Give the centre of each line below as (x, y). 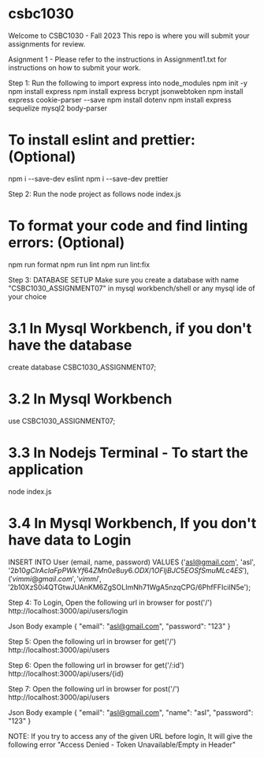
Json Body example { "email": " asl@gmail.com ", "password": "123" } (119, 626)
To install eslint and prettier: (102, 140)
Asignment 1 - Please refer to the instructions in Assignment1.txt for (117, 59)
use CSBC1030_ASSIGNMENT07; (62, 421)
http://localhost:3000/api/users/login (68, 611)
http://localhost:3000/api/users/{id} (66, 673)
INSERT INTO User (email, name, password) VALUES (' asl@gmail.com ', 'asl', (132, 562)
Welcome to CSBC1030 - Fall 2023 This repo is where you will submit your (129, 36)
